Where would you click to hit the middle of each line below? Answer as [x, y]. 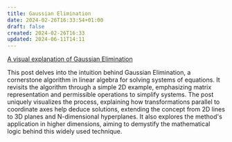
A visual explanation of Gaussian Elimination [70, 59]
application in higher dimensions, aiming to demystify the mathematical [109, 124]
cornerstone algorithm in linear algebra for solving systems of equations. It [114, 80]
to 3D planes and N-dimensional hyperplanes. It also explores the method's [115, 117]
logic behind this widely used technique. [65, 132]
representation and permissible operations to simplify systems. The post [110, 95]
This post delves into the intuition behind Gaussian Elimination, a [99, 73]
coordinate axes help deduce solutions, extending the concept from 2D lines [116, 109]
